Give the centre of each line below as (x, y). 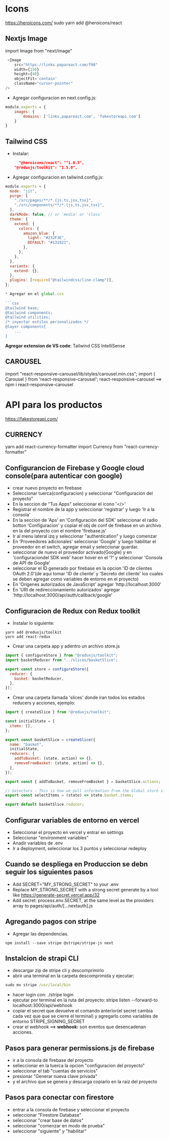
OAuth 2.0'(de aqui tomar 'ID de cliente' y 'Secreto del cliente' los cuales (88, 574)
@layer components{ (26, 327)
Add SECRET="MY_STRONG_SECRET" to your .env (66, 884)
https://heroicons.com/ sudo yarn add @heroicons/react (64, 23)
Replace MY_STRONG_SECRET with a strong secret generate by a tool (85, 889)
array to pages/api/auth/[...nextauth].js (53, 906)
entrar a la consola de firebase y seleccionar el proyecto (71, 1109)
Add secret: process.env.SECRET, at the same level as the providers (83, 900)
